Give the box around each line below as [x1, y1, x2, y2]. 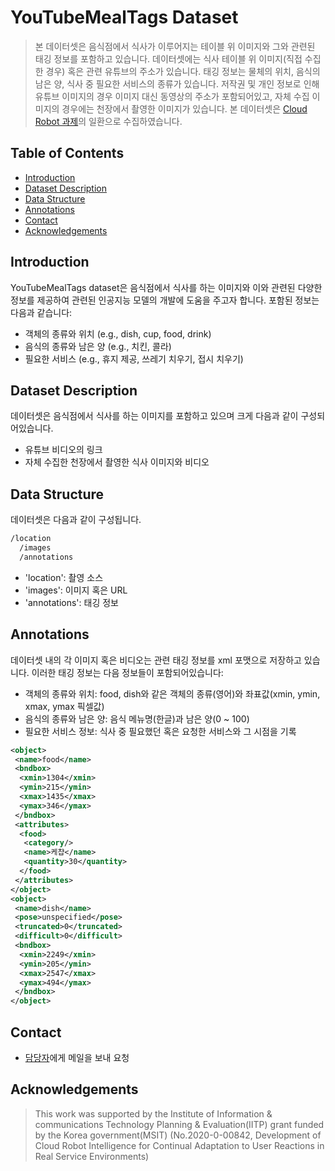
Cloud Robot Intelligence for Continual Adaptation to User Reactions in [34, 1139, 325, 1151]
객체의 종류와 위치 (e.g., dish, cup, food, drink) [24, 327, 212, 340]
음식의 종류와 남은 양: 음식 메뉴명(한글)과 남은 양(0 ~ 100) [24, 712, 250, 725]
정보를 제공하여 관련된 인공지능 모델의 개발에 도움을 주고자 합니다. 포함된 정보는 [10, 294, 320, 306]
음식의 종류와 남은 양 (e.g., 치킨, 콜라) [24, 340, 172, 352]
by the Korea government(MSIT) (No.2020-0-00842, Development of [34, 1129, 322, 1141]
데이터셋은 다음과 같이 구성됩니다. [10, 514, 142, 526]
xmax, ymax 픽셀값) [24, 700, 105, 712]
